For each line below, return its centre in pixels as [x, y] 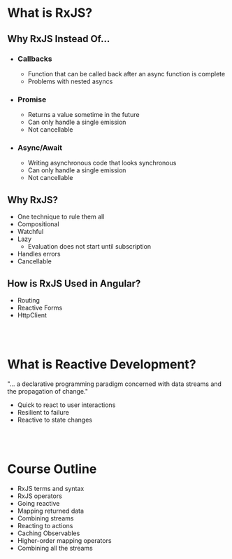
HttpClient [32, 315]
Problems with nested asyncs [70, 81]
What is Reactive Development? [102, 365]
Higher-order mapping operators [64, 540]
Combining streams [45, 518]
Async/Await [40, 148]
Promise [32, 99]
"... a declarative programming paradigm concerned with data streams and [115, 384]
